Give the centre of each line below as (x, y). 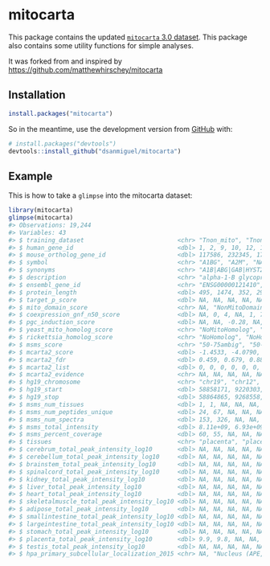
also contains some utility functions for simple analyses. (101, 45)
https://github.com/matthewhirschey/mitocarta (86, 69)
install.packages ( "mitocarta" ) (61, 113)
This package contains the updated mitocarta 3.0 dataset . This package (128, 37)
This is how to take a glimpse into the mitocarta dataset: (100, 195)
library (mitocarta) (41, 211)
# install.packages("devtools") (62, 144)
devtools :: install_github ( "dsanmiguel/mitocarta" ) (95, 151)
